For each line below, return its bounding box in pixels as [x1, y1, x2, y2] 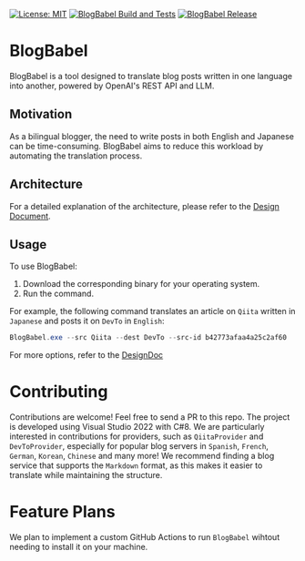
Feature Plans [9, 502, 116, 523]
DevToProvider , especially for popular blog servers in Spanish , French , [9, 441, 269, 452]
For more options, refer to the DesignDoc [9, 350, 164, 361]
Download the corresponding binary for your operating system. [22, 279, 260, 290]
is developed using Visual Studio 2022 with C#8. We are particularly [9, 422, 265, 433]
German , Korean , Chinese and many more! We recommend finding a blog [9, 451, 275, 462]
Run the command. [22, 288, 94, 300]
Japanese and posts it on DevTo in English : [9, 315, 166, 327]
